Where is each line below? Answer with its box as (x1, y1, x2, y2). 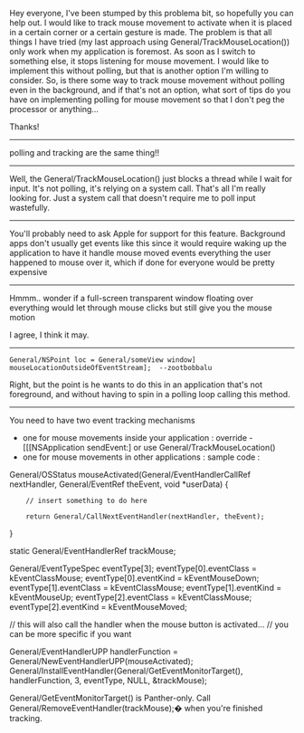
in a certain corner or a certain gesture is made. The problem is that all (9, 27, 272, 37)
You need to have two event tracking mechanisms (9, 415, 196, 425)
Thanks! (9, 121, 40, 132)
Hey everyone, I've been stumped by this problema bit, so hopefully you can (9, 8, 294, 18)
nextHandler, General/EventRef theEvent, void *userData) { (9, 479, 229, 490)
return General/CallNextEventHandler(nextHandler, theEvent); (25, 512, 265, 521)
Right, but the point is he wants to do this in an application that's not (9, 379, 263, 390)
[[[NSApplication (22, 443, 85, 452)
